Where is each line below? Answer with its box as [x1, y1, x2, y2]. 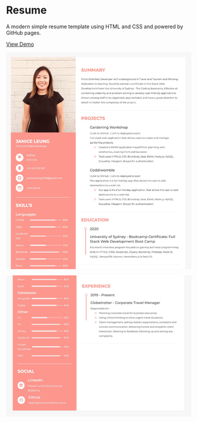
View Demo [6, 41, 34, 48]
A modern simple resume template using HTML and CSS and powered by [6, 23, 183, 30]
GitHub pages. [6, 29, 41, 36]
